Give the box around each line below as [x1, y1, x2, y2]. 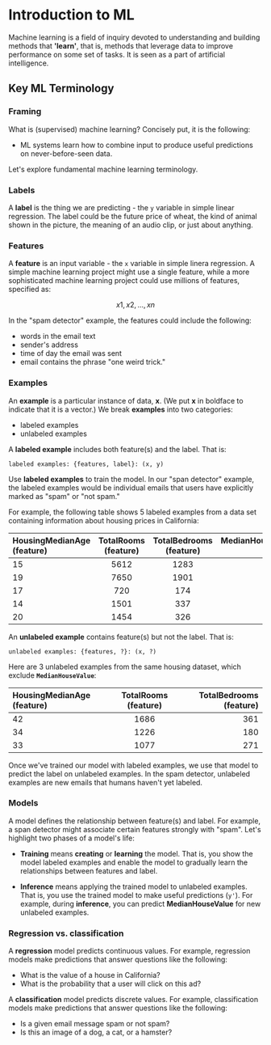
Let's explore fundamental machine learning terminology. [8, 164, 198, 174]
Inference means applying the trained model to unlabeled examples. [19, 882, 248, 891]
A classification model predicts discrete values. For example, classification [8, 995, 259, 1005]
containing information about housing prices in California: [8, 515, 199, 525]
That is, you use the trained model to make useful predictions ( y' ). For [19, 890, 253, 899]
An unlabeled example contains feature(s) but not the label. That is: [8, 632, 234, 641]
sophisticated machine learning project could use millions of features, [8, 276, 240, 286]
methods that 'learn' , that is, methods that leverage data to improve [8, 40, 234, 50]
